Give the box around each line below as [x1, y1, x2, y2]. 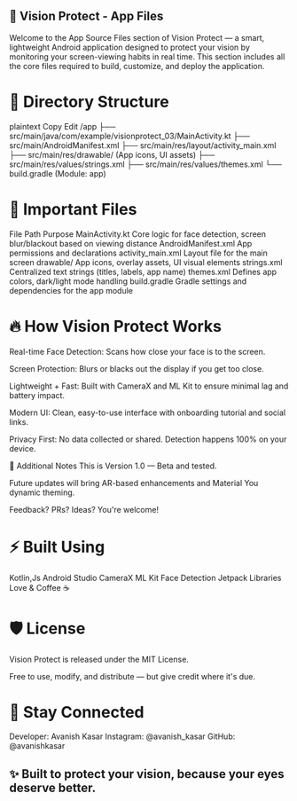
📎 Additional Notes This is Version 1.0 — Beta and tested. [9, 460, 217, 471]
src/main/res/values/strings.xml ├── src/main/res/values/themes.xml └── [9, 159, 282, 169]
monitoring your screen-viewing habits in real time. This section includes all [9, 51, 285, 62]
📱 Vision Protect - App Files [9, 9, 164, 24]
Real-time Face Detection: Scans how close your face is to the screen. [9, 346, 266, 357]
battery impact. [9, 389, 65, 400]
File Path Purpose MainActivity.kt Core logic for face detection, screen [9, 228, 267, 240]
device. [9, 443, 36, 453]
